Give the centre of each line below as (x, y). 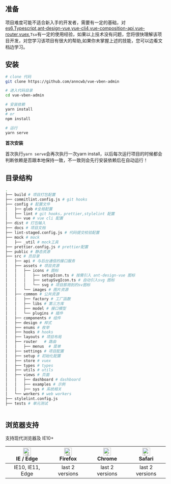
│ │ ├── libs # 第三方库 (35, 304)
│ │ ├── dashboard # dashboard (43, 380)
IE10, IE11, (27, 467)
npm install (18, 119)
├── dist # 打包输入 (25, 223)
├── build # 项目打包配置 (31, 195)
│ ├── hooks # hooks (29, 332)
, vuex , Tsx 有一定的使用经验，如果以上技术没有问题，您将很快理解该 (88, 34)
